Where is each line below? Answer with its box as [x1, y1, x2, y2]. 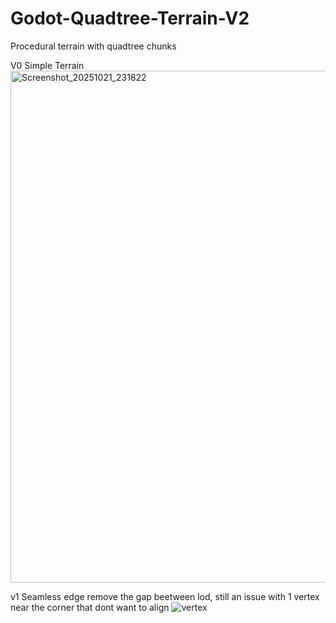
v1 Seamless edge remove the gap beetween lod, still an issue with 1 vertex [10, 590, 320, 602]
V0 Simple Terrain [10, 59, 85, 71]
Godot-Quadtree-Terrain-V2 [10, 7, 250, 30]
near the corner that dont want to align [10, 601, 170, 613]
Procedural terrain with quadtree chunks [10, 40, 177, 52]
